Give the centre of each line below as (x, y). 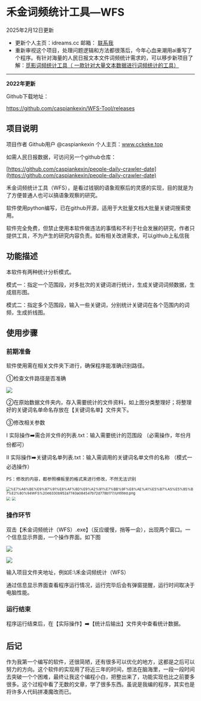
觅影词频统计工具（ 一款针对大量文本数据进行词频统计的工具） (102, 65)
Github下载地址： (28, 96)
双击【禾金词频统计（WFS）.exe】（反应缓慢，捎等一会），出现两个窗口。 (96, 529)
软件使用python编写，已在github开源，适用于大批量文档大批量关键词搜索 (96, 208)
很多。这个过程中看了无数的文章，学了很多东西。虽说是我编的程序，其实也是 (100, 684)
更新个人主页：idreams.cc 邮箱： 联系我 (64, 43)
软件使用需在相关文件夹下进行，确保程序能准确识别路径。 (77, 365)
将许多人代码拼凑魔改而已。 (40, 691)
